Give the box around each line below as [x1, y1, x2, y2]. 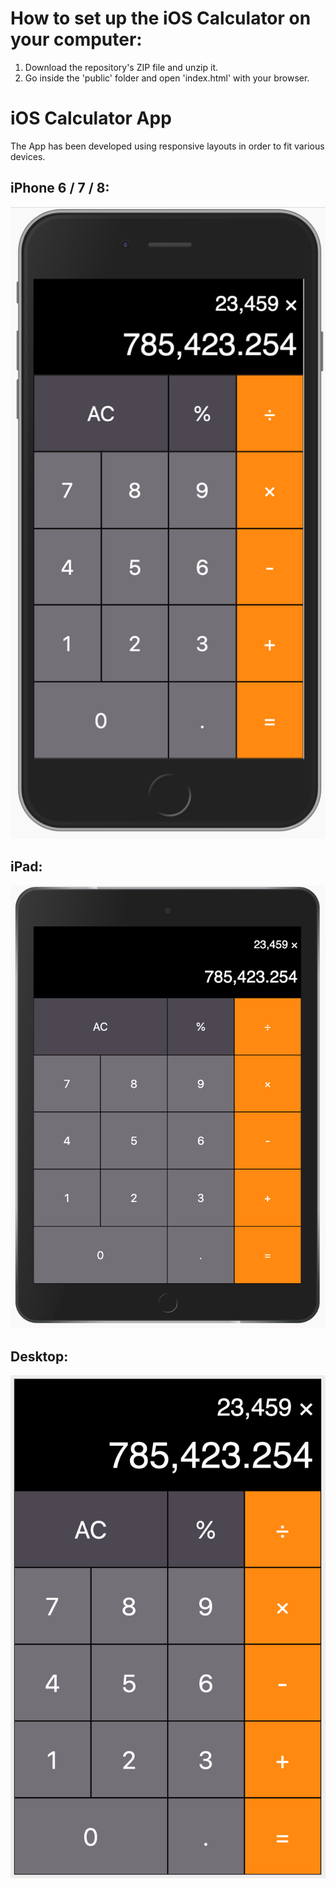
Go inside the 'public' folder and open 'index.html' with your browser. [24, 72, 310, 84]
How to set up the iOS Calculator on [10, 7, 312, 30]
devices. [10, 150, 46, 162]
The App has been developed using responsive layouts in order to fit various [10, 140, 325, 152]
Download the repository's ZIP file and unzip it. [24, 61, 219, 73]
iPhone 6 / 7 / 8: [10, 180, 110, 197]
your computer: [10, 28, 143, 51]
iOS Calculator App [10, 107, 172, 130]
